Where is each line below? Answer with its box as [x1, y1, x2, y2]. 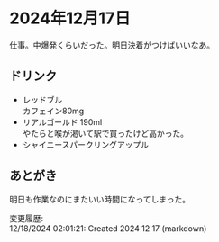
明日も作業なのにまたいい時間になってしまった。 [9, 193, 191, 204]
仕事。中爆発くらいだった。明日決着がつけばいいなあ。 [9, 40, 214, 50]
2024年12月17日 [9, 8, 131, 29]
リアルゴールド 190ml [22, 116, 103, 127]
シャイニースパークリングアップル [22, 139, 150, 149]
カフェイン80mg [22, 105, 85, 116]
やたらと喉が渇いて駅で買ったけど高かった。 [22, 128, 189, 139]
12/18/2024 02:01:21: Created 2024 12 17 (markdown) [9, 222, 207, 234]
